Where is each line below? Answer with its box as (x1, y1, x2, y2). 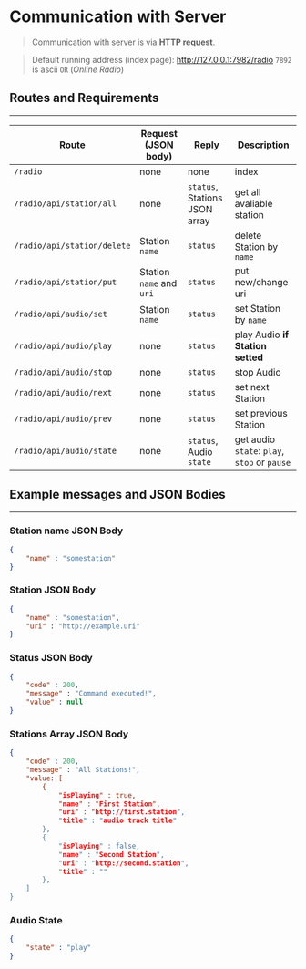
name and (139, 276, 178, 289)
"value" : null (25, 697, 84, 707)
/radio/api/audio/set (14, 308, 107, 319)
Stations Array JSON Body (9, 727, 129, 740)
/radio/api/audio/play (14, 340, 112, 351)
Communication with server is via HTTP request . (31, 36, 216, 47)
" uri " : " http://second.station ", (57, 859, 189, 868)
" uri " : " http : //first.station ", (57, 808, 185, 817)
